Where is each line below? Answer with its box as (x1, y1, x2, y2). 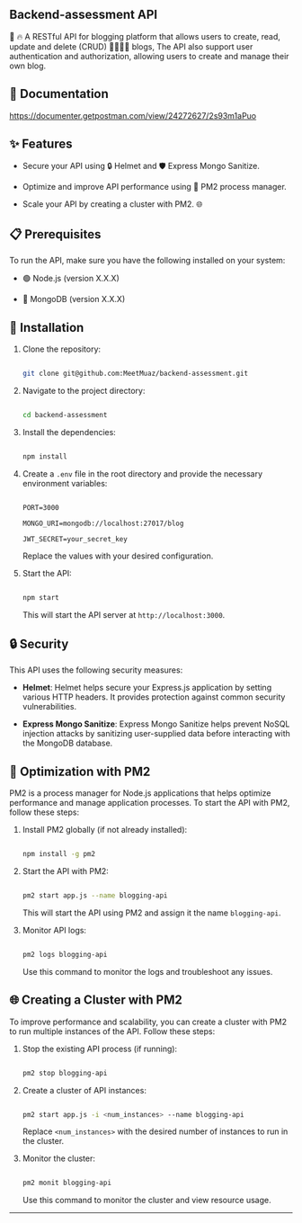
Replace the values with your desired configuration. (22, 550, 214, 561)
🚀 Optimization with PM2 (9, 763, 151, 779)
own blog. (9, 60, 47, 71)
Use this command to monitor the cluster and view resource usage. (22, 1195, 271, 1206)
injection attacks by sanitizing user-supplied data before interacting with (22, 728, 290, 739)
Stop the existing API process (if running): (22, 1043, 178, 1054)
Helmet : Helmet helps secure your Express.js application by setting (22, 683, 272, 693)
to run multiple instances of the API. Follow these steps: (9, 1025, 216, 1037)
